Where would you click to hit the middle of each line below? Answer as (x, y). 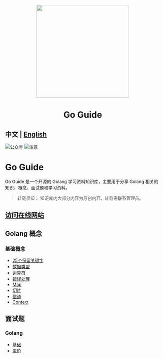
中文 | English (26, 134)
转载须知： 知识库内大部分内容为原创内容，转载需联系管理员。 (80, 198)
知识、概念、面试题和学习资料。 (37, 187)
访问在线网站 (25, 215)
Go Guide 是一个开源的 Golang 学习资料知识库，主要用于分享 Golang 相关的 (82, 181)
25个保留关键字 (28, 260)
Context (20, 302)
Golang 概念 (24, 233)
